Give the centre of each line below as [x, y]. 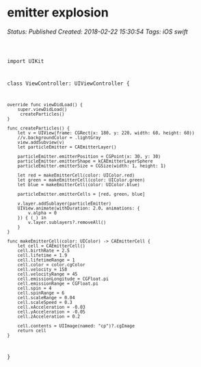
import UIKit [26, 61]
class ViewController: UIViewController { [68, 84]
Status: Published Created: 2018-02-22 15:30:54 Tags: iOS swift [97, 31]
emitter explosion [58, 13]
